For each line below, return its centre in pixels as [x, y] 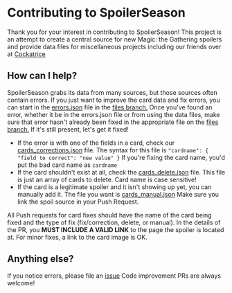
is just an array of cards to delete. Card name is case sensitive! [107, 179]
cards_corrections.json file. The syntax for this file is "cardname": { [113, 150]
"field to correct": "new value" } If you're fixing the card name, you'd [121, 157]
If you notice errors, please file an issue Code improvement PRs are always [114, 276]
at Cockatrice [27, 54]
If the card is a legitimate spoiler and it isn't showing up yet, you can [114, 187]
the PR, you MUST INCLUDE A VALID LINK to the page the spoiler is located [116, 229]
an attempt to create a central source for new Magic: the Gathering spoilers [115, 39]
